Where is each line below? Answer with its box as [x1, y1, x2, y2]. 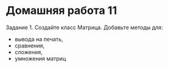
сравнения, [14, 42, 45, 49]
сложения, [14, 48, 43, 55]
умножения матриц [14, 55, 66, 62]
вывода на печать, [14, 35, 64, 42]
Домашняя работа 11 [6, 4, 118, 18]
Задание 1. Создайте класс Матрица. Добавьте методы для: [6, 24, 163, 31]
